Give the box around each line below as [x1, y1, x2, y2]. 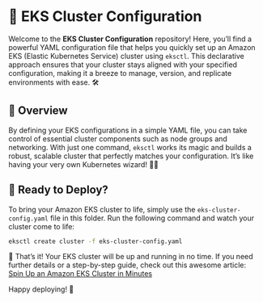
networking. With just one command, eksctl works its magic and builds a [8, 142, 252, 152]
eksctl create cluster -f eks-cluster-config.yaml [8, 237, 183, 245]
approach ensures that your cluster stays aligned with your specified [8, 60, 237, 69]
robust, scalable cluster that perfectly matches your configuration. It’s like [8, 151, 254, 161]
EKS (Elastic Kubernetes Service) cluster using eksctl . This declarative [8, 51, 244, 61]
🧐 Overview [8, 104, 68, 118]
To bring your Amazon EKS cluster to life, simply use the [8, 204, 196, 214]
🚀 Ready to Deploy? [8, 183, 109, 197]
